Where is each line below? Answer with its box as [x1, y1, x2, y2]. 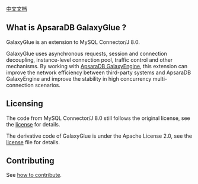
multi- [152, 75, 168, 82]
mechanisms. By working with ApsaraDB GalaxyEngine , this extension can [6, 62, 188, 69]
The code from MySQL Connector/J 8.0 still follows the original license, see [6, 115, 191, 122]
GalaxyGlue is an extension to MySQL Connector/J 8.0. [6, 38, 140, 46]
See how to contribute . [6, 172, 62, 179]
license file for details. [6, 138, 60, 145]
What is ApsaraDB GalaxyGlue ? [6, 23, 126, 33]
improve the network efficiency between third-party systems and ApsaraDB [6, 69, 191, 76]
